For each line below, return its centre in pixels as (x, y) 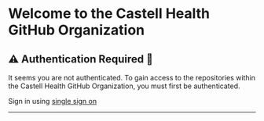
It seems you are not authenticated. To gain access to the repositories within (132, 78)
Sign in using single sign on (52, 101)
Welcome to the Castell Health (109, 14)
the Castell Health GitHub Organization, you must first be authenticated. (125, 86)
